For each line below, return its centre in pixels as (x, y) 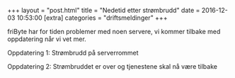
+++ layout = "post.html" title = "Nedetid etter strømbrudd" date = (104, 10)
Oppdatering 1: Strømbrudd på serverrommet (73, 53)
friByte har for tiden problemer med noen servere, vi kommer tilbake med (114, 32)
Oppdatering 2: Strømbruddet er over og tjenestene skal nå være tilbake (113, 66)
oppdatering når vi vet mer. (47, 39)
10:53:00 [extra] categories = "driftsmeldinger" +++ (92, 18)
